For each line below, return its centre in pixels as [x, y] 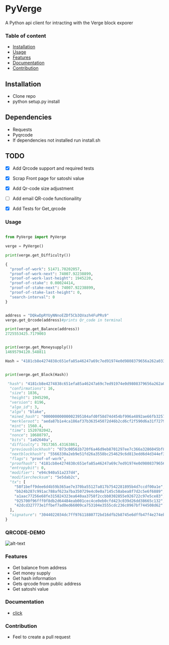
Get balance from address [39, 567]
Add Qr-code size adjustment [43, 188]
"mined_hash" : [24, 416]
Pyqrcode [23, 135]
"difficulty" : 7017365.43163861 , [45, 445]
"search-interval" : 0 [32, 297]
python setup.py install [36, 102]
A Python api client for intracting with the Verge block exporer [69, 23]
